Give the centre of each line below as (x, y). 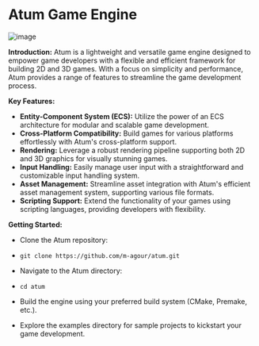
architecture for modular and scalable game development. (114, 125)
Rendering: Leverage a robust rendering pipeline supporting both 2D (132, 150)
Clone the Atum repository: (64, 240)
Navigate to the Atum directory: (71, 271)
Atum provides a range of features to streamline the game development (125, 77)
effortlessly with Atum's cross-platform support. (98, 141)
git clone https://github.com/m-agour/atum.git (99, 256)
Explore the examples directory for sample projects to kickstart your (130, 325)
